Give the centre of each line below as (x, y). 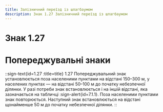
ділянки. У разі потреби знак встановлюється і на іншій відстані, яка (76, 89)
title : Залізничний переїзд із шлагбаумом (49, 9)
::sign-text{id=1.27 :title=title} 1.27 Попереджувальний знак (66, 74)
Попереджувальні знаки (58, 60)
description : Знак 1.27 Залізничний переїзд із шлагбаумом (66, 14)
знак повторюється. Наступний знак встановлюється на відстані (73, 99)
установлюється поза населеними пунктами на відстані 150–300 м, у (77, 79)
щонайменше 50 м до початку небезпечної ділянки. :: (61, 104)
